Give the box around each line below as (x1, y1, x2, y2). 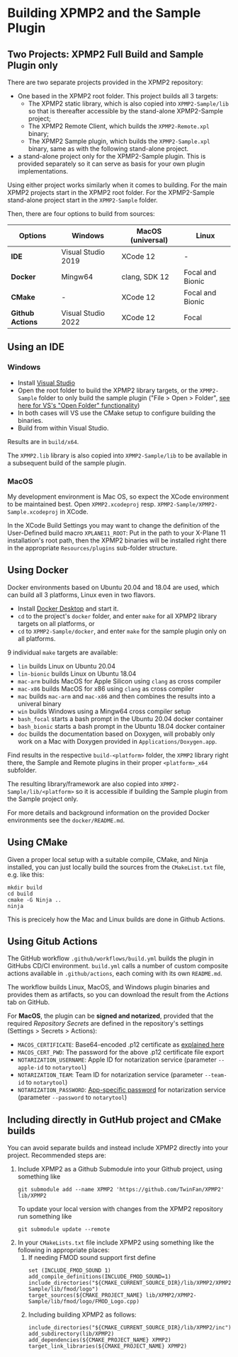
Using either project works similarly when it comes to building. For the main (7, 181, 227, 189)
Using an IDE (7, 341, 65, 353)
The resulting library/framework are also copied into (7, 779, 159, 788)
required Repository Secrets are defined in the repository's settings (7, 1019, 204, 1028)
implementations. (17, 167, 69, 175)
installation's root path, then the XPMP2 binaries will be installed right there (7, 536, 227, 545)
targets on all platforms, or (17, 619, 96, 628)
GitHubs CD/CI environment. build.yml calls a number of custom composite (7, 962, 229, 970)
